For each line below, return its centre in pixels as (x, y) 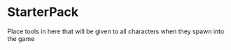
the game (21, 38)
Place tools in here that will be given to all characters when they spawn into (116, 31)
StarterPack (43, 12)
